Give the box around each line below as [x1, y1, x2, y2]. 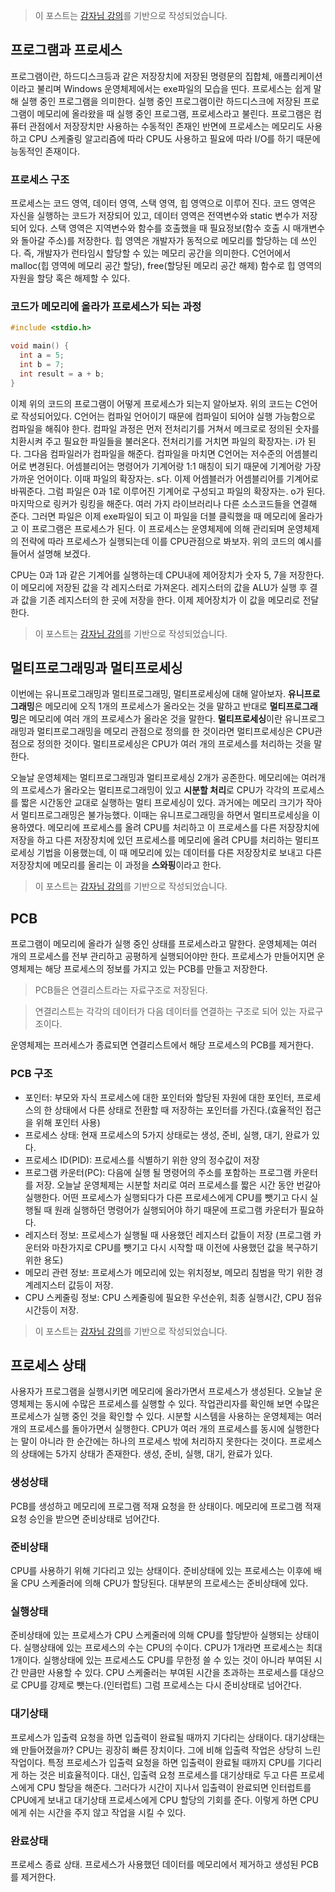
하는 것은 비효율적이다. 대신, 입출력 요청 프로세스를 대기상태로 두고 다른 [20, 1769, 298, 1781]
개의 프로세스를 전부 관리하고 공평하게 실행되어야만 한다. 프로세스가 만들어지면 [10, 950, 315, 963]
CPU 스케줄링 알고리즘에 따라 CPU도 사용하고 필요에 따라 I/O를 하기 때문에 [28, 132, 321, 144]
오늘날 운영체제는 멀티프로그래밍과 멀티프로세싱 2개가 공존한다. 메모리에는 [10, 772, 300, 784]
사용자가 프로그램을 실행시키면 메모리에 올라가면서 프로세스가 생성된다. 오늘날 [10, 1385, 313, 1398]
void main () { [10, 341, 70, 351]
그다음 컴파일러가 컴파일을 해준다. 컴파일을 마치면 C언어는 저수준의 [23, 447, 284, 459]
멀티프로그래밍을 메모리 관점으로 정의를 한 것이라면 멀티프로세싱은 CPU [36, 725, 315, 738]
